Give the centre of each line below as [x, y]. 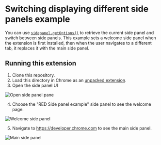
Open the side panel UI [35, 85]
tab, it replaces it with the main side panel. [47, 48]
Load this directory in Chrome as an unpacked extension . [69, 80]
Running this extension [41, 63]
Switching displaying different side [77, 9]
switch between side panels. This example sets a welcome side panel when [80, 38]
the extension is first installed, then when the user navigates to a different [78, 43]
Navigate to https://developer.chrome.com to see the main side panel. [82, 128]
